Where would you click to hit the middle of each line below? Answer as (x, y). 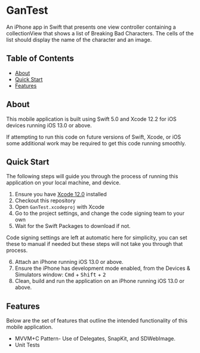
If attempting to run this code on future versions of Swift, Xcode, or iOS (94, 137)
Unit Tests (27, 345)
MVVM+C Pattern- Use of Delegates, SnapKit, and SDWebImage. (95, 339)
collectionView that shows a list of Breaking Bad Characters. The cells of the (100, 33)
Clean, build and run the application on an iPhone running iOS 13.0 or (100, 281)
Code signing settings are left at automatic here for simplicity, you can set (97, 238)
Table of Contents (40, 58)
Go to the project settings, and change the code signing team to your (100, 214)
